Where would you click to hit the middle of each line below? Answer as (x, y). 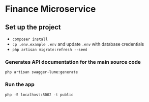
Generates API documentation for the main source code (73, 62)
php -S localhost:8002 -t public (39, 95)
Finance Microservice (50, 9)
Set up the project (33, 27)
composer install (30, 39)
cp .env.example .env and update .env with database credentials (78, 44)
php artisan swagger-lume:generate (42, 72)
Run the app (20, 84)
